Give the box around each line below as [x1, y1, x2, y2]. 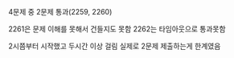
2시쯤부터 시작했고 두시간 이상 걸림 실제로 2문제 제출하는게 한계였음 [8, 41, 221, 51]
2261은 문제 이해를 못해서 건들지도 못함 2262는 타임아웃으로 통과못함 [8, 24, 227, 34]
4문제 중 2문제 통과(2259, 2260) [8, 7, 113, 16]
